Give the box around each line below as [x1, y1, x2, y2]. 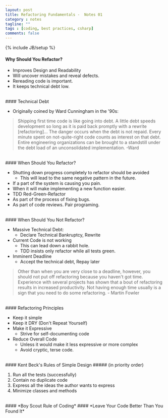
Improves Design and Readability [12, 67, 81, 74]
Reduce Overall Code [12, 336, 57, 342]
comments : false [5, 31, 39, 36]
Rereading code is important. [12, 78, 73, 84]
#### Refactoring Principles [5, 305, 64, 311]
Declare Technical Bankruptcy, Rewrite [20, 232, 101, 238]
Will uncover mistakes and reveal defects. [12, 73, 99, 79]
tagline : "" [5, 21, 30, 27]
